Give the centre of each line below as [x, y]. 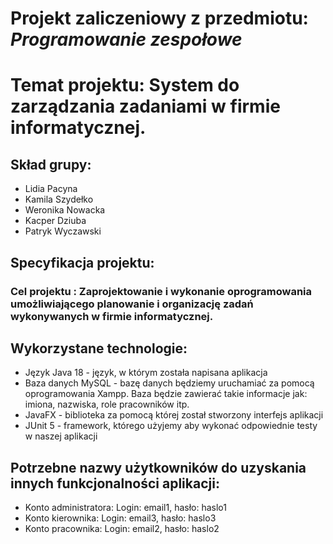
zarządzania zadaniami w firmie [145, 106]
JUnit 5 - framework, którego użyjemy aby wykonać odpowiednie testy [171, 426]
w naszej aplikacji [61, 436]
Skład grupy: [51, 164]
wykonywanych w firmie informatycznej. [112, 316]
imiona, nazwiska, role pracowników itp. [107, 404]
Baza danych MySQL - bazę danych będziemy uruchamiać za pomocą [169, 383]
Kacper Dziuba [55, 221]
